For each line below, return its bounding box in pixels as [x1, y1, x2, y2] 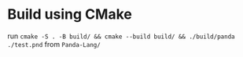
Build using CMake [7, 5, 133, 23]
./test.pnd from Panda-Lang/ [7, 39, 101, 48]
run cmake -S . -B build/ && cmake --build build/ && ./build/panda [7, 31, 235, 41]
